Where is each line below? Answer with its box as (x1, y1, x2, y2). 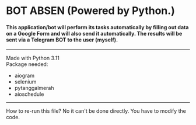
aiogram (14, 72, 35, 79)
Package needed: (6, 61, 48, 68)
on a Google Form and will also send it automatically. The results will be (6, 30, 183, 37)
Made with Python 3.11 (6, 54, 60, 62)
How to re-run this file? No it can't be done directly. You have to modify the (6, 107, 187, 114)
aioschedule (14, 91, 44, 98)
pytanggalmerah (14, 85, 54, 92)
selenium (14, 78, 37, 85)
